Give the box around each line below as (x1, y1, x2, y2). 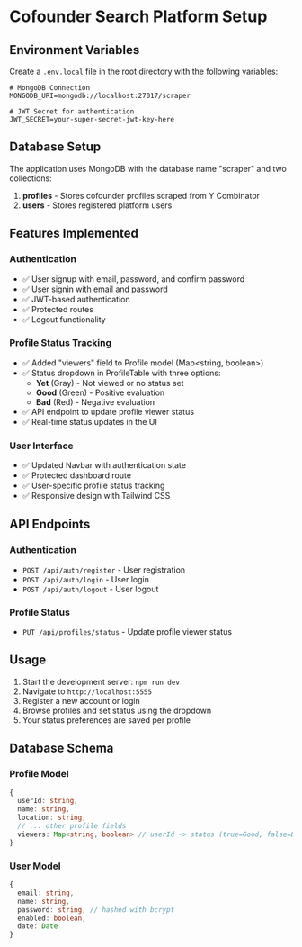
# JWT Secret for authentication (9, 107, 135, 116)
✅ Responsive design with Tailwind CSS (22, 491, 171, 501)
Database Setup (9, 140, 102, 155)
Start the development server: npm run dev (22, 676, 180, 687)
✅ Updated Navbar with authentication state (22, 460, 187, 471)
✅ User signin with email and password (22, 284, 168, 294)
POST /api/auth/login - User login (22, 573, 150, 584)
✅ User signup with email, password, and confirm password (22, 273, 245, 284)
